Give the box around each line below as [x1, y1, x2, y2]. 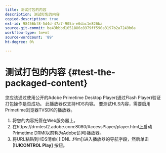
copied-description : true [5, 16, 58, 21]
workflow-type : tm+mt [5, 30, 50, 35]
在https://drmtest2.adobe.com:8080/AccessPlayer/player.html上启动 [12, 123, 152, 129]
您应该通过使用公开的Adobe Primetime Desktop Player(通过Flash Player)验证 [5, 95, 161, 101]
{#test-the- [67, 66, 116, 78]
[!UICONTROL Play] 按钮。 [12, 142, 68, 148]
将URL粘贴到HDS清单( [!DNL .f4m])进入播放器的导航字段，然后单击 [12, 136, 149, 142]
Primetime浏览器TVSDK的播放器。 [5, 107, 75, 113]
